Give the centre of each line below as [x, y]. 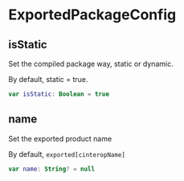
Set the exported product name [60, 138]
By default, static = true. [48, 79]
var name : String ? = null [51, 169]
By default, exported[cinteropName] [67, 154]
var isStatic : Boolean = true [59, 94]
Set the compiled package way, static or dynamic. [91, 64]
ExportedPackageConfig [92, 15]
